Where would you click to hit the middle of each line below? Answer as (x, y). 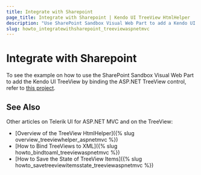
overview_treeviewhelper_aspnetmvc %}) (66, 140)
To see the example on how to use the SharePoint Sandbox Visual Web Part (100, 75)
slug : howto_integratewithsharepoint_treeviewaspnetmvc (78, 29)
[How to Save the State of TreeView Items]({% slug (78, 159)
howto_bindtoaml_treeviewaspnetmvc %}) (67, 152)
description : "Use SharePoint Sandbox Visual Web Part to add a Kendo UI (101, 23)
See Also (23, 107)
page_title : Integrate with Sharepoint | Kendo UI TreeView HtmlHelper (98, 17)
